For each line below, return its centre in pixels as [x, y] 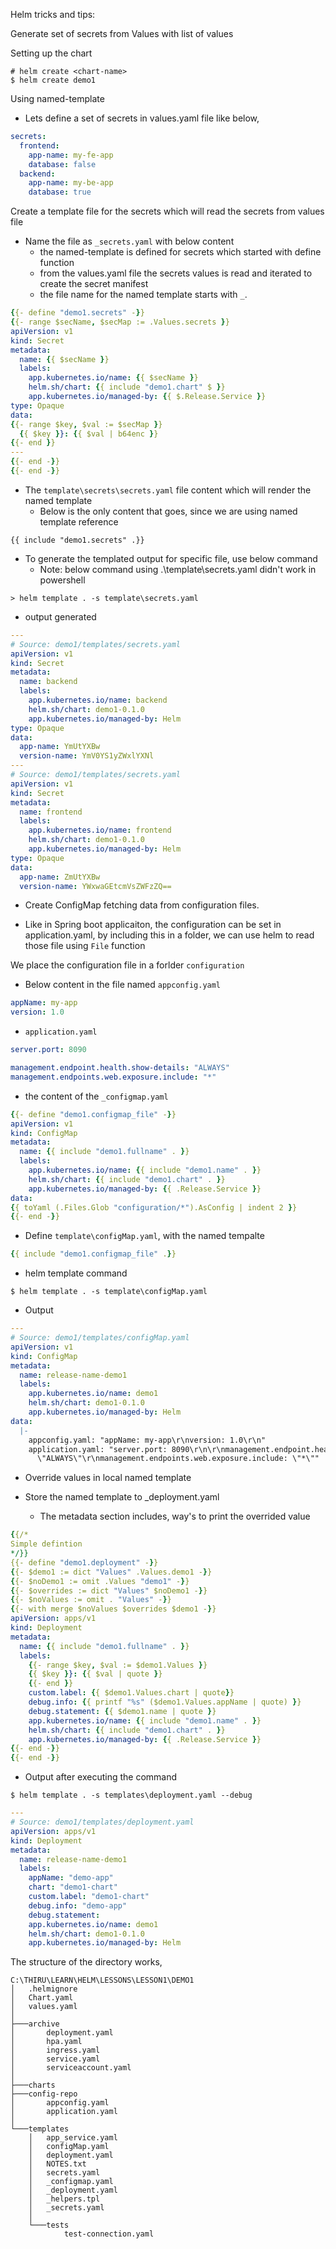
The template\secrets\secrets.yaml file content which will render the [168, 490]
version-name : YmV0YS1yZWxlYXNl [87, 756]
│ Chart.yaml [42, 1998]
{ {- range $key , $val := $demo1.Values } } [118, 1665]
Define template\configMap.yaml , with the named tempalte [144, 1236]
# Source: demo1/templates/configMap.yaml [100, 1338]
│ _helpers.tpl [64, 2199]
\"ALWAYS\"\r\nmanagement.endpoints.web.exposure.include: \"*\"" [178, 1459]
